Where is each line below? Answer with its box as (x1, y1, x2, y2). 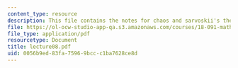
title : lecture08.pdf (7, 43, 72, 50)
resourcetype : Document (7, 37, 78, 44)
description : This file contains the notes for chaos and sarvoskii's (7, 17, 220, 24)
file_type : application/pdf (7, 30, 91, 38)
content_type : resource (7, 10, 78, 18)
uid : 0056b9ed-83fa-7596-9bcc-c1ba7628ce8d (7, 50, 138, 57)
